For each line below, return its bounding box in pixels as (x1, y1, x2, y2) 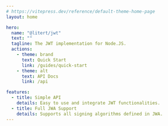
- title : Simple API (11, 94, 61, 101)
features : (6, 89, 30, 95)
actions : (11, 46, 33, 52)
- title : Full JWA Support (11, 106, 77, 111)
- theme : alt (16, 68, 48, 73)
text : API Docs (21, 73, 59, 79)
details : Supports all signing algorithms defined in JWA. (16, 111, 163, 117)
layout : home (6, 14, 38, 20)
